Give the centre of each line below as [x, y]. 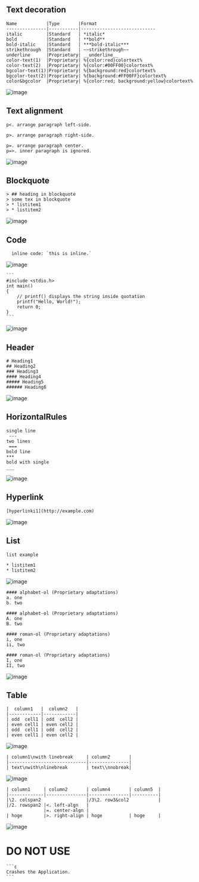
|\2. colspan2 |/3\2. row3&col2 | [84, 800]
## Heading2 [21, 367]
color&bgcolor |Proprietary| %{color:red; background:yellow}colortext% [100, 81]
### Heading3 [22, 372]
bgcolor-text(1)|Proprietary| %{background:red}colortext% [81, 70]
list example [22, 555]
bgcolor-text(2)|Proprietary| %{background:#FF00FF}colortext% [86, 76]
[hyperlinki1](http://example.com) [50, 511]
